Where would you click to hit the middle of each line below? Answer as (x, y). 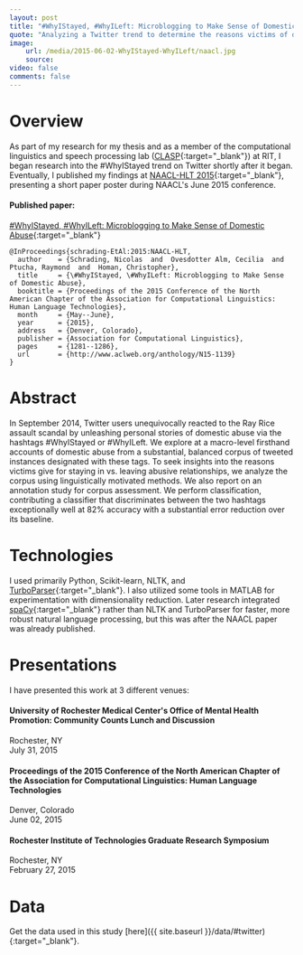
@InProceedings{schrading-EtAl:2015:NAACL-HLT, (101, 251)
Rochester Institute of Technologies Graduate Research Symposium (139, 840)
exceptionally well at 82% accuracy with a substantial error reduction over (147, 509)
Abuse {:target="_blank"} (55, 235)
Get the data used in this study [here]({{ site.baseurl (106, 932)
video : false (34, 69)
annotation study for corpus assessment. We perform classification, (135, 490)
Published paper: (42, 205)
